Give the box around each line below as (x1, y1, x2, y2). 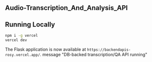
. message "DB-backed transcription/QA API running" (39, 51, 148, 57)
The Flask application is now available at (5, 46, 86, 52)
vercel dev (5, 38, 27, 43)
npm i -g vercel (5, 33, 38, 38)
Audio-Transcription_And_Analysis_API (5, 4, 128, 12)
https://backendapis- (87, 47, 131, 52)
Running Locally (5, 20, 55, 29)
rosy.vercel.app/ (5, 52, 40, 57)
